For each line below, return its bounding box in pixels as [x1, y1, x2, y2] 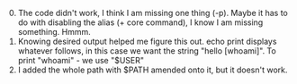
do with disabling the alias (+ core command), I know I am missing [17, 17, 264, 28]
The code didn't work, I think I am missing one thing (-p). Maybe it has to [17, 8, 288, 18]
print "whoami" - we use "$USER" [17, 55, 145, 65]
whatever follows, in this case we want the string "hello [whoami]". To [17, 46, 276, 56]
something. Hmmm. [17, 27, 92, 37]
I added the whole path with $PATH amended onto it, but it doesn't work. [17, 64, 288, 75]
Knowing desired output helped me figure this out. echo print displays [17, 36, 277, 46]
